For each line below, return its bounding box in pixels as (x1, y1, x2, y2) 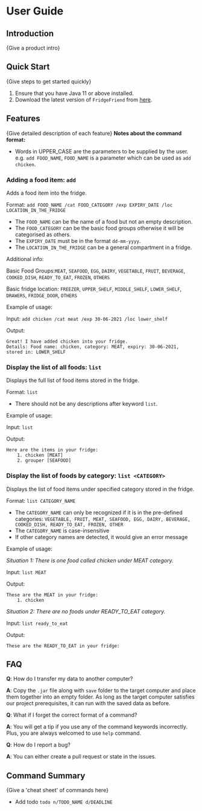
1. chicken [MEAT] (17, 452, 63, 459)
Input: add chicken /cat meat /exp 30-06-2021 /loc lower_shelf (6, 315, 168, 322)
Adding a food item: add (6, 175, 77, 184)
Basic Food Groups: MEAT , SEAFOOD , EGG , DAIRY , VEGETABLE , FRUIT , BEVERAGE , (6, 267, 186, 274)
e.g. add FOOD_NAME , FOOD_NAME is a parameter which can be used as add (14, 154, 191, 161)
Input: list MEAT (6, 568, 46, 575)
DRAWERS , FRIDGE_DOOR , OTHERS (6, 291, 77, 299)
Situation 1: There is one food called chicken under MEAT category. (6, 557, 174, 564)
